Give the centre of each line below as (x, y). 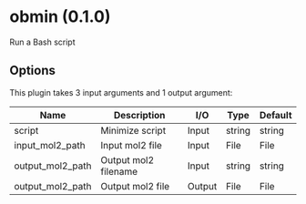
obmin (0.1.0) (60, 17)
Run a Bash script (42, 42)
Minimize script (133, 130)
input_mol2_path (50, 145)
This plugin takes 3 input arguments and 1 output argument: (121, 92)
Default (275, 115)
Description (139, 115)
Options (33, 71)
